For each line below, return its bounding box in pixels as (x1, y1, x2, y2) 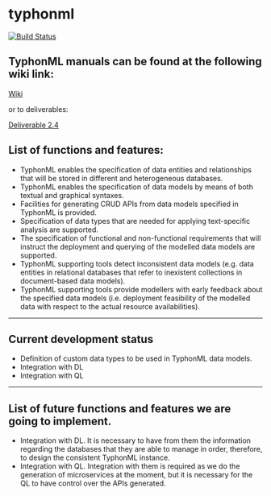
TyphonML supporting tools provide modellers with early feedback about (19, 284, 263, 294)
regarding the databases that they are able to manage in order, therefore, (19, 444, 263, 454)
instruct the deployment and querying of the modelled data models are (19, 242, 256, 251)
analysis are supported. (19, 225, 99, 234)
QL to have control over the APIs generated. (19, 478, 167, 488)
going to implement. (8, 414, 112, 428)
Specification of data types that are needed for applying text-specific (19, 216, 251, 225)
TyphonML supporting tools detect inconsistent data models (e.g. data (19, 258, 254, 268)
